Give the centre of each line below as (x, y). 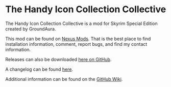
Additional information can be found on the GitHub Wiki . (64, 79)
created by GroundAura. (31, 28)
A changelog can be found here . (39, 69)
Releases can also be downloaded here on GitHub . (58, 59)
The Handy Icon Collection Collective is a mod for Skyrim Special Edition (82, 23)
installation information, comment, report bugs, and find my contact (76, 44)
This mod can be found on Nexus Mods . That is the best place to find (78, 39)
